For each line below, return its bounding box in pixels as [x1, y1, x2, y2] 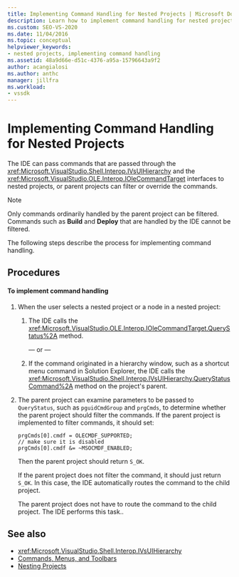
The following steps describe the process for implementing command [7, 239, 211, 247]
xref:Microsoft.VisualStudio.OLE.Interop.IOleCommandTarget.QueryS [28, 323, 230, 332]
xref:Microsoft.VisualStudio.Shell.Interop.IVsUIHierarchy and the [7, 167, 196, 175]
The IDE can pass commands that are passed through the [7, 160, 176, 168]
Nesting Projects [17, 562, 67, 571]
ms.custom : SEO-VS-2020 [7, 24, 78, 31]
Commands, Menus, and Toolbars [17, 554, 117, 563]
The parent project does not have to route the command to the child [17, 499, 217, 508]
